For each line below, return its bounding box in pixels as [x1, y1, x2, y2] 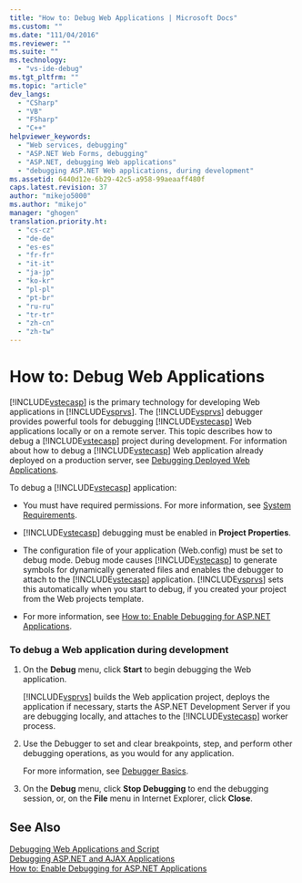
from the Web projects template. [22, 593, 144, 604]
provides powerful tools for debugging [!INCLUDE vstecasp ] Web [9, 416, 252, 427]
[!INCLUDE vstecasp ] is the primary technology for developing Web [9, 396, 261, 407]
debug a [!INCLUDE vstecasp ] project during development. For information [9, 435, 287, 446]
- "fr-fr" [17, 251, 55, 260]
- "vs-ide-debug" [17, 65, 84, 74]
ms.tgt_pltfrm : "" [9, 73, 79, 82]
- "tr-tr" [17, 310, 55, 319]
